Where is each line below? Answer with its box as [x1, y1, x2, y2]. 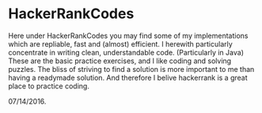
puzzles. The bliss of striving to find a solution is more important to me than [8, 64, 255, 73]
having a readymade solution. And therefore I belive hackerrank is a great [8, 73, 248, 82]
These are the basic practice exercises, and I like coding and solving [8, 56, 232, 66]
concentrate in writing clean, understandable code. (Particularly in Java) [8, 47, 244, 57]
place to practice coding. [8, 81, 89, 91]
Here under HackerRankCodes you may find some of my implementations [8, 31, 249, 40]
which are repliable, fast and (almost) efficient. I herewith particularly [8, 39, 234, 48]
